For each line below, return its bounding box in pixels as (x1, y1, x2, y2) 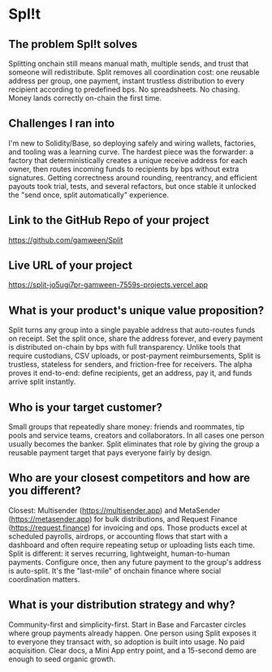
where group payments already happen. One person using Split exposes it (8, 628, 257, 638)
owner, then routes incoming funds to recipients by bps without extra (8, 164, 240, 174)
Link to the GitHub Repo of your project (8, 213, 209, 227)
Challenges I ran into (8, 117, 115, 131)
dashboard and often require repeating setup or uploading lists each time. (8, 540, 256, 549)
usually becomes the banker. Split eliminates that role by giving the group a (8, 439, 260, 449)
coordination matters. (8, 574, 80, 584)
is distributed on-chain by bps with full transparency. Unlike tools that (8, 342, 241, 352)
